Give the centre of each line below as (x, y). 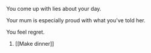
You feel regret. (26, 32)
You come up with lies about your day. (54, 9)
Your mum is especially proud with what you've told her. (76, 20)
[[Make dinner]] (34, 44)
